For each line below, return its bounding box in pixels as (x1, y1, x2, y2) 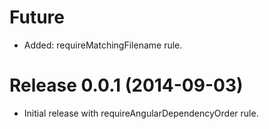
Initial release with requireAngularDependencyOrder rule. (23, 107, 259, 119)
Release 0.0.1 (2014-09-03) (9, 74, 244, 97)
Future (9, 6, 66, 29)
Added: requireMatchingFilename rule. (23, 39, 183, 51)
